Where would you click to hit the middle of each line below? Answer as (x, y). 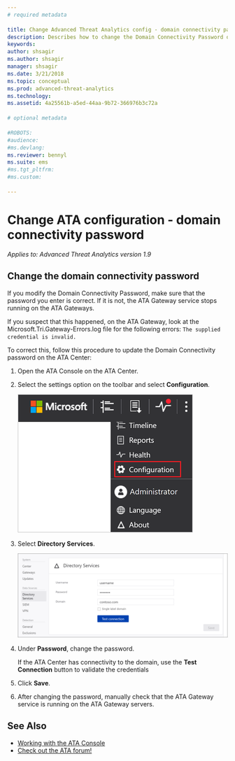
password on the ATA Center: (50, 357)
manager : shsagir (33, 66)
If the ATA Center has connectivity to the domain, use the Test (107, 662)
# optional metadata (37, 118)
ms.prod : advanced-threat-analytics (60, 88)
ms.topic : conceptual (39, 81)
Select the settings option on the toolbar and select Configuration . (113, 384)
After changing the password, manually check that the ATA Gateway (115, 697)
